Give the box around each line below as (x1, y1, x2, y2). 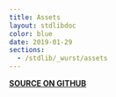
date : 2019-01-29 (9, 37, 73, 47)
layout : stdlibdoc (9, 21, 76, 30)
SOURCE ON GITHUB (9, 78, 87, 88)
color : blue (9, 29, 53, 38)
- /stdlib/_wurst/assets (17, 54, 108, 63)
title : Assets (9, 12, 62, 22)
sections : (9, 46, 46, 55)
